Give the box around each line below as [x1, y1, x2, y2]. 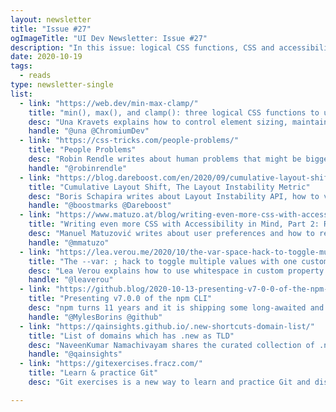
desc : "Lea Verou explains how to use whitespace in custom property [28, 266, 325, 276]
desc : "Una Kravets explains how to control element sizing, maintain [28, 117, 329, 127]
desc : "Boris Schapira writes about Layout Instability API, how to [28, 191, 320, 201]
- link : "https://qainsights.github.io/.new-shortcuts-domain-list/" [19, 321, 315, 331]
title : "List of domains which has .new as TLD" [28, 331, 235, 341]
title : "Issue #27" [10, 24, 92, 34]
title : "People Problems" [28, 145, 137, 155]
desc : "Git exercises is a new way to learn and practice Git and [28, 377, 311, 387]
